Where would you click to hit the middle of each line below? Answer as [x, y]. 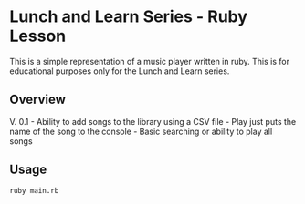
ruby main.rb [34, 190]
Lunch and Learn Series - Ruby [129, 17]
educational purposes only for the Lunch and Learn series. [120, 71]
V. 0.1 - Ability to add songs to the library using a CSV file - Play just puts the [153, 121]
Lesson [38, 36]
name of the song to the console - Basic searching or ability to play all [141, 131]
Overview [38, 100]
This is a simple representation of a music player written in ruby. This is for [150, 61]
